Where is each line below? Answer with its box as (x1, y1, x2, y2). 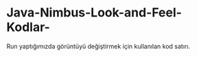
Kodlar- (6, 19, 51, 35)
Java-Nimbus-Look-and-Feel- (6, 5, 183, 21)
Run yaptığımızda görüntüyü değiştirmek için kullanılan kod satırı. (6, 42, 190, 50)
